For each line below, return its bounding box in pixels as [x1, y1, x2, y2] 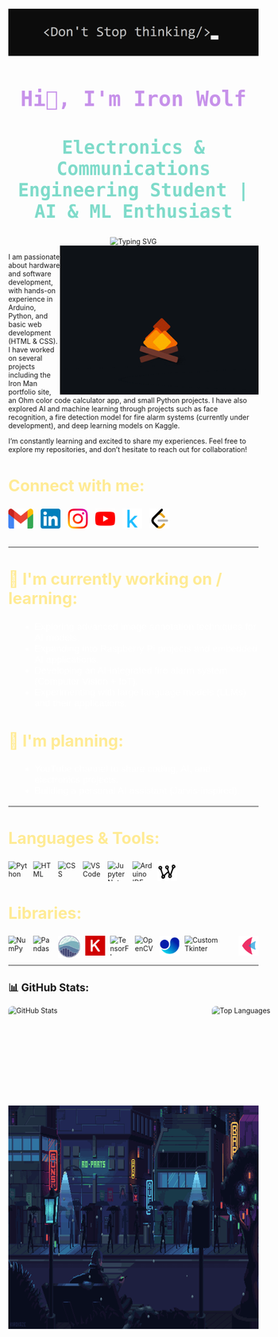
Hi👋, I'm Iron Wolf [20, 87, 247, 112]
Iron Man [8, 379, 38, 388]
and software [8, 269, 52, 279]
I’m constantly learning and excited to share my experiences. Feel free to [8, 436, 246, 446]
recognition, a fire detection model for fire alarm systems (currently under [8, 412, 249, 422]
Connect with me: [8, 476, 145, 497]
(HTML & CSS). [8, 337, 58, 346]
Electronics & [62, 136, 205, 159]
